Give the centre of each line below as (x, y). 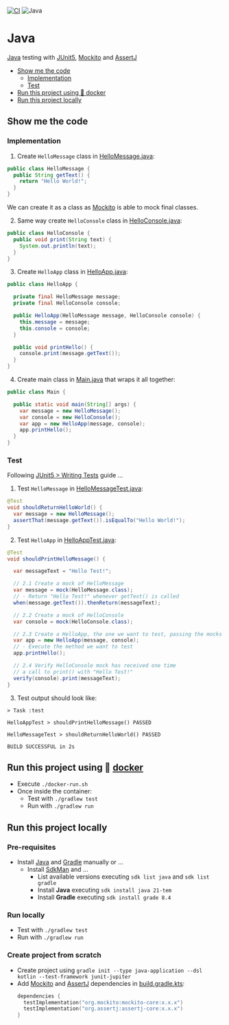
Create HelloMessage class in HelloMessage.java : (86, 156)
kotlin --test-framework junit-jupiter (74, 977)
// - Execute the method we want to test (73, 647)
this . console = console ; (55, 328)
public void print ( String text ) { (62, 239)
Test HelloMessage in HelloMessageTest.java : (80, 488)
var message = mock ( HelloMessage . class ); (73, 590)
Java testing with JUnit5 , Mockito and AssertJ (72, 57)
